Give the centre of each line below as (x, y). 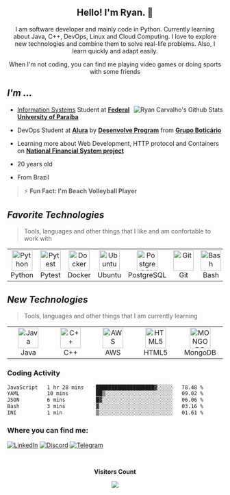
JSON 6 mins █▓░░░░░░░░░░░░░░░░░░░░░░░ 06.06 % (105, 400)
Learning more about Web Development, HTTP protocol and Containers (118, 143)
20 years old (35, 164)
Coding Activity (34, 373)
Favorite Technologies (56, 215)
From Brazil (33, 177)
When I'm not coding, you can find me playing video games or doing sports (115, 64)
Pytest (50, 275)
